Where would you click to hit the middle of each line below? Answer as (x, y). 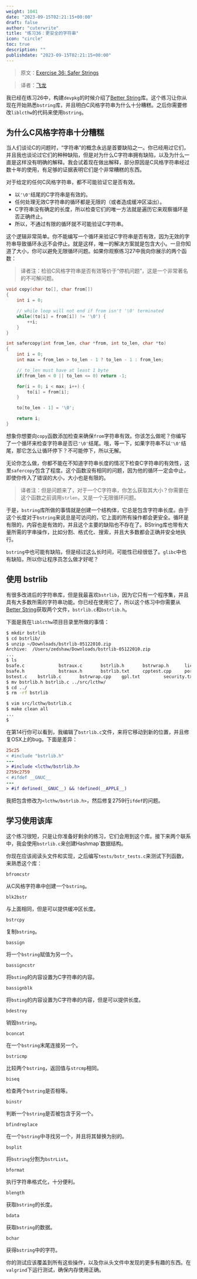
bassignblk (19, 988)
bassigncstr (21, 965)
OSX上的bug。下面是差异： (44, 739)
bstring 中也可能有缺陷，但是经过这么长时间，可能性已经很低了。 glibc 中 (94, 552)
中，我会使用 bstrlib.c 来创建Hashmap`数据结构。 (66, 843)
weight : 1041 (22, 11)
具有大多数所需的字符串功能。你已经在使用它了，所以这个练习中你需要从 (93, 602)
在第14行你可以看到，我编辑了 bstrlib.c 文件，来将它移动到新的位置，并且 (95, 732)
